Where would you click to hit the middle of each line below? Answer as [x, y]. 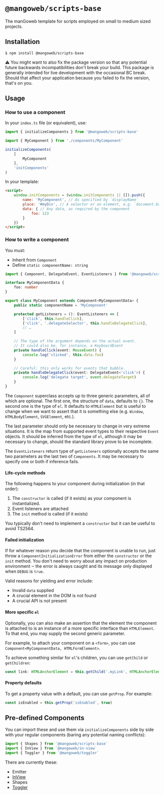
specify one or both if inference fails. [42, 461]
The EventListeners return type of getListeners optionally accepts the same [82, 451]
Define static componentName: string [50, 265]
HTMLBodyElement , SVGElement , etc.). [40, 416]
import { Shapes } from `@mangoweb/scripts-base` [57, 744]
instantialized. [26, 504]
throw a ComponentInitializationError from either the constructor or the [79, 556]
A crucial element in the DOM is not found [54, 596]
